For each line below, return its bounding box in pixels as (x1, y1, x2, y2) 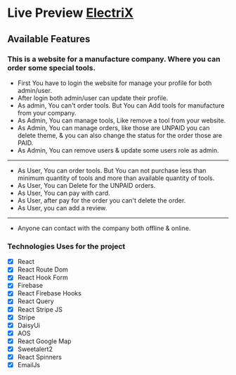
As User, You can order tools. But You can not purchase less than (17, 166, 206, 174)
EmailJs (17, 360, 41, 369)
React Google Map (17, 336, 72, 345)
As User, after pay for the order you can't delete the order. (17, 196, 186, 205)
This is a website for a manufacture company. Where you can (7, 54, 221, 64)
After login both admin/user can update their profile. (17, 94, 169, 102)
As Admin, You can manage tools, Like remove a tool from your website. (17, 116, 226, 125)
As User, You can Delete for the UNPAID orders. (17, 181, 156, 189)
